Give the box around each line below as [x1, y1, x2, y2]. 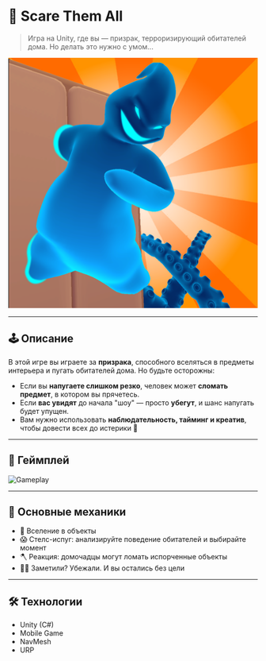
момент [19, 543, 47, 553]
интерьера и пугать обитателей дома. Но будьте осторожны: [8, 365, 215, 375]
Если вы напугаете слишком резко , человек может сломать [19, 381, 228, 390]
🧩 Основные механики [8, 504, 127, 519]
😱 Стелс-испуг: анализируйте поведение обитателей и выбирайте [19, 535, 247, 544]
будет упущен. [19, 406, 70, 416]
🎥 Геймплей [8, 454, 70, 467]
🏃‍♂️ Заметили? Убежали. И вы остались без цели [19, 563, 184, 573]
